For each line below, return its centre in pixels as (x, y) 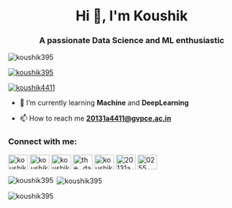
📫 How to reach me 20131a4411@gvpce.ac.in (95, 118)
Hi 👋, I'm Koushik (132, 16)
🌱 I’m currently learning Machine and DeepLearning (104, 103)
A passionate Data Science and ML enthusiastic (132, 41)
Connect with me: (43, 142)
